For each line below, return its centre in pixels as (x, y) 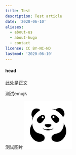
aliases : (14, 27)
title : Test (18, 11)
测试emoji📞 (16, 93)
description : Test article (34, 16)
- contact (20, 43)
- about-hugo (24, 38)
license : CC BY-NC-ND (28, 48)
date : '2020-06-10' (26, 21)
